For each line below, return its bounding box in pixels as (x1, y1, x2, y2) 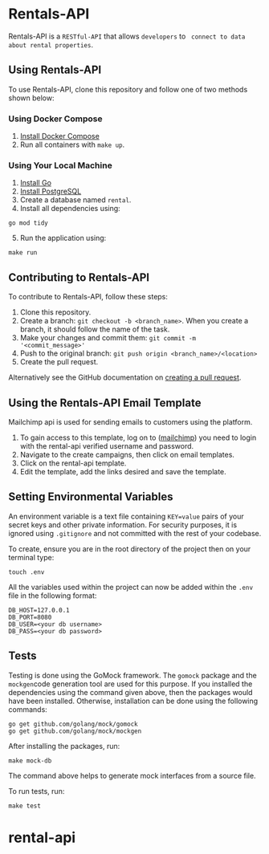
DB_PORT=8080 (8, 613, 52, 621)
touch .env (8, 567, 45, 576)
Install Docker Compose (19, 132, 100, 141)
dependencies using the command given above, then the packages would (8, 687, 253, 697)
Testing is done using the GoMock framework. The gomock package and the (8, 670, 257, 680)
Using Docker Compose (8, 113, 103, 124)
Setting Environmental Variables (8, 490, 173, 504)
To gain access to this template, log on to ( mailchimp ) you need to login (19, 433, 257, 442)
